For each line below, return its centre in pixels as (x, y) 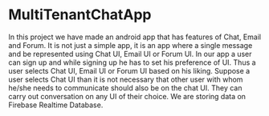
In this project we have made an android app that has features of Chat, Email (135, 37)
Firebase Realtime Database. (56, 105)
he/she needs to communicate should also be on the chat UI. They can (125, 88)
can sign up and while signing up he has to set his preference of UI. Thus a (132, 62)
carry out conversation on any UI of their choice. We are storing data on (127, 96)
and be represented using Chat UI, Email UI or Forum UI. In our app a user (130, 54)
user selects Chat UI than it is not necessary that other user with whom (126, 79)
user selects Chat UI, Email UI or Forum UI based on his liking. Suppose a (129, 70)
